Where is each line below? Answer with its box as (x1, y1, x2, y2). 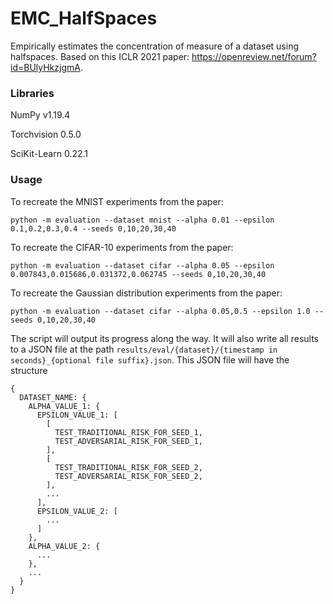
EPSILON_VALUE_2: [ (36, 506, 118, 516)
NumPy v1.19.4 (10, 109, 71, 121)
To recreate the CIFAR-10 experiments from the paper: (10, 241, 234, 253)
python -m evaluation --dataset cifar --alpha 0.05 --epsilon (10, 260, 275, 271)
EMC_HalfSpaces (10, 7, 158, 30)
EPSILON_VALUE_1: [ (36, 410, 118, 420)
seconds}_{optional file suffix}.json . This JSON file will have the (10, 353, 290, 366)
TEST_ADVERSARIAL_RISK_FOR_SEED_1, (54, 436, 203, 446)
